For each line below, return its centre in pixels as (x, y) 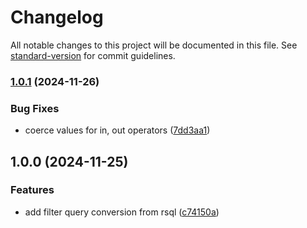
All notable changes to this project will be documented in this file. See (154, 45)
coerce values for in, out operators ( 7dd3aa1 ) (117, 130)
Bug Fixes (35, 108)
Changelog (57, 17)
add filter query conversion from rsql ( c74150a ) (122, 212)
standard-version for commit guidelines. (93, 55)
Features (32, 190)
